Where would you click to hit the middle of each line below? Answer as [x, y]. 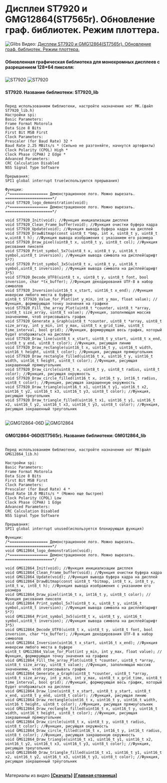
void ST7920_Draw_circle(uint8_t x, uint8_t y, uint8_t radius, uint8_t [82, 370]
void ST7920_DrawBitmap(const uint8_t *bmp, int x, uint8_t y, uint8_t [81, 234]
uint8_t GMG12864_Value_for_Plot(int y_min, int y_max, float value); [80, 652]
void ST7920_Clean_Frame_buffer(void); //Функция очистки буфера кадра [81, 225]
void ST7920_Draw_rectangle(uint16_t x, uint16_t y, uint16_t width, [79, 348]
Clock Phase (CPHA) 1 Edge [33, 502]
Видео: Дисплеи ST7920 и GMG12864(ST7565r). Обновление [86, 44]
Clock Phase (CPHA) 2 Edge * [35, 154]
